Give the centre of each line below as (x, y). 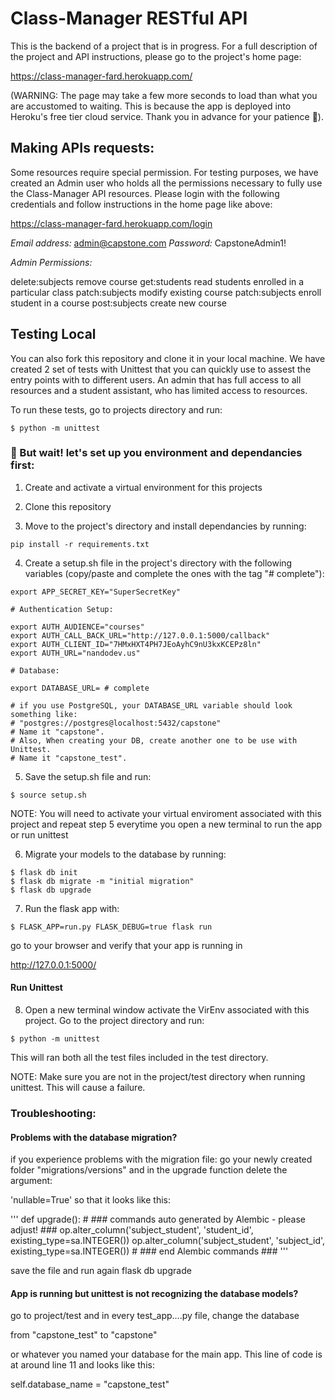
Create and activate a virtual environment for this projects (143, 487)
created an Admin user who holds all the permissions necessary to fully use (166, 183)
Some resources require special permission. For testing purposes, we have (164, 172)
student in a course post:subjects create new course (118, 303)
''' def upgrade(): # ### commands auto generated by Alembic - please (158, 1219)
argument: (31, 1181)
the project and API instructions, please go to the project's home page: (156, 56)
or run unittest (39, 834)
